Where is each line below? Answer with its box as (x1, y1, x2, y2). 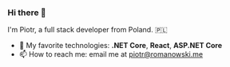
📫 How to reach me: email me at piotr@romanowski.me (18, 50, 204, 59)
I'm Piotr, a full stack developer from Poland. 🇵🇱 (7, 25, 169, 35)
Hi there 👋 (7, 7, 47, 18)
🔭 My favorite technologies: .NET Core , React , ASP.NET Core (18, 41, 223, 50)
